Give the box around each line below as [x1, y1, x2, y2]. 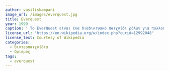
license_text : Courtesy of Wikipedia [5, 35, 84, 40]
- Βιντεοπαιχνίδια [10, 44, 49, 49]
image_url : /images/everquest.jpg [5, 12, 78, 17]
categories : [5, 40, 30, 45]
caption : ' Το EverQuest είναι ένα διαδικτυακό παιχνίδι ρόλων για [5, 26, 150, 31]
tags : [5, 53, 17, 59]
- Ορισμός [10, 49, 30, 54]
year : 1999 [5, 21, 28, 26]
